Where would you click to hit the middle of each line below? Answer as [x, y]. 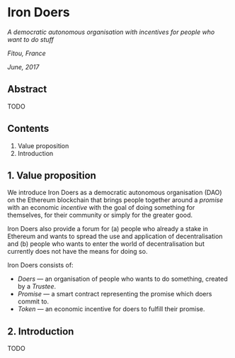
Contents [28, 129]
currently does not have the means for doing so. [78, 252]
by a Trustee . [37, 286]
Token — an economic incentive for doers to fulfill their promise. [111, 309]
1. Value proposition [52, 175]
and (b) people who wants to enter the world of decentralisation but [106, 244]
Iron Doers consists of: [40, 265]
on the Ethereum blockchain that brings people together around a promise [115, 200]
